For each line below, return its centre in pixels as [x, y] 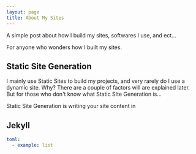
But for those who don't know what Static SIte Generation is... [84, 94]
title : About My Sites [35, 18]
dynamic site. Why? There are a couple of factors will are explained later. [98, 88]
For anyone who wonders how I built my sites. [64, 47]
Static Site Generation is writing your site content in [71, 106]
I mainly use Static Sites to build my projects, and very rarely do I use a [96, 81]
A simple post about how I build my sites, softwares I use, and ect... [91, 35]
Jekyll [18, 125]
